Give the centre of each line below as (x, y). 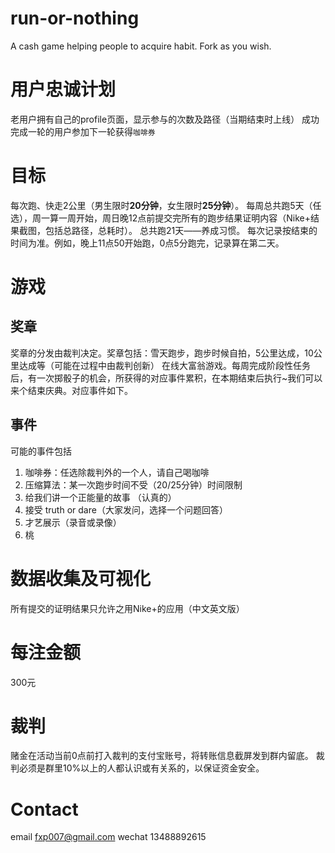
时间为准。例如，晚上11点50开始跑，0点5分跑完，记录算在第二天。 (147, 243)
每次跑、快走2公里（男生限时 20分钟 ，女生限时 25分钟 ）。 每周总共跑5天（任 (166, 205)
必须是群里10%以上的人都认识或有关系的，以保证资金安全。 (141, 768)
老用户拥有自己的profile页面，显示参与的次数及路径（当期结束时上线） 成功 (165, 119)
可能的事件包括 (41, 451)
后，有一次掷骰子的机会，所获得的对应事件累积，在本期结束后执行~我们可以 (166, 378)
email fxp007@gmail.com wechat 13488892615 (108, 837)
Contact (44, 809)
